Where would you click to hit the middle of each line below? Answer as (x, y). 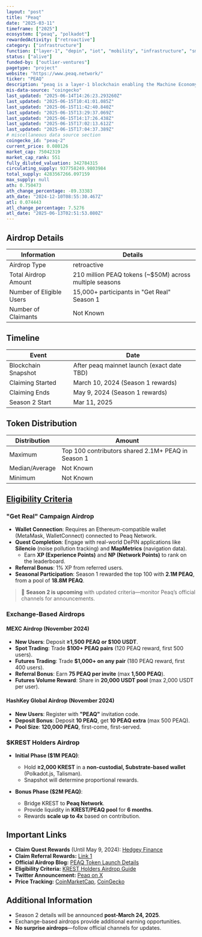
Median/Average (32, 468)
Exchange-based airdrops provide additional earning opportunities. (98, 921)
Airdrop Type (28, 264)
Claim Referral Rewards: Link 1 (54, 856)
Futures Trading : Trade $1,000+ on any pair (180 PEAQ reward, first (100, 661)
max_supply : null (28, 180)
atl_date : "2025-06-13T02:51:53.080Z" (55, 213)
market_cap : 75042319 (33, 152)
